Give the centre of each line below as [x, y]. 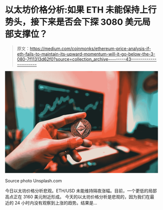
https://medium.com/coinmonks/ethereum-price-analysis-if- [90, 48]
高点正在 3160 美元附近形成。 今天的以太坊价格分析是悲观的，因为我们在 [78, 196]
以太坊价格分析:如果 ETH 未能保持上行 [81, 10]
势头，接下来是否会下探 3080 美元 [73, 22]
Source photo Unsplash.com [33, 180]
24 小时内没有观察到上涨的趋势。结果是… [56, 203]
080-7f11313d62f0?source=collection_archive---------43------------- [87, 59]
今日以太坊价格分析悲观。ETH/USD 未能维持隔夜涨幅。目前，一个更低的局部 [81, 191]
